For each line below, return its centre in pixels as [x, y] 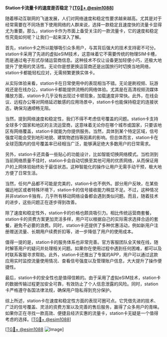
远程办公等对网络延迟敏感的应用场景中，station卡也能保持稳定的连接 [84, 102]
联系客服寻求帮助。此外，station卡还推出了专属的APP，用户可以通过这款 [84, 254]
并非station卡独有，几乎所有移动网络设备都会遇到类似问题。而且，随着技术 [82, 196]
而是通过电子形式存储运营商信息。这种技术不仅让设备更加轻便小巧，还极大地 [83, 60]
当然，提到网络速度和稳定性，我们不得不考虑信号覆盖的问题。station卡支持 [82, 119]
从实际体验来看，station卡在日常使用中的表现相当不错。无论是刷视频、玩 [80, 83]
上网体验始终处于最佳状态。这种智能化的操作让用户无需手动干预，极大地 [88, 167]
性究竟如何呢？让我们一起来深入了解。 [44, 37]
